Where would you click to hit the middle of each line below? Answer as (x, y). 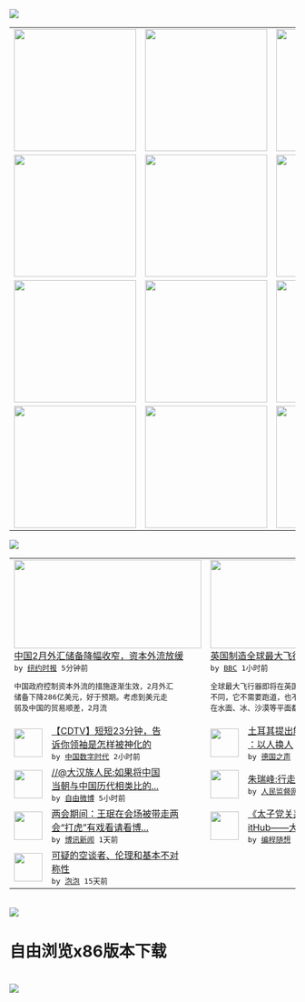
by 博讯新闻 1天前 (85, 840)
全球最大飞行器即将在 (247, 686)
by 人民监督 (270, 791)
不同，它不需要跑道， (247, 697)
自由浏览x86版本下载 (88, 952)
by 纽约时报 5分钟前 (51, 668)
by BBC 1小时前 (239, 668)
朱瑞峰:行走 (272, 779)
